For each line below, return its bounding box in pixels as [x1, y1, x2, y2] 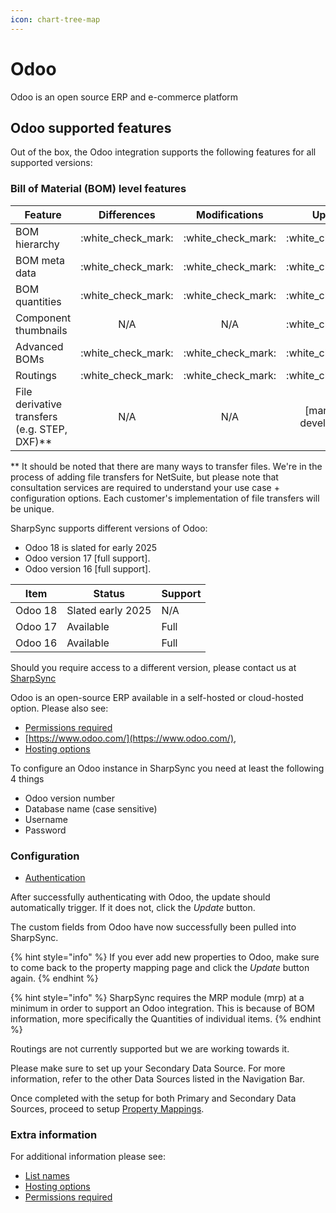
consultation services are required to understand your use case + [10, 481, 280, 493]
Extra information [10, 1127, 98, 1141]
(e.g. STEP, [15, 422, 68, 436]
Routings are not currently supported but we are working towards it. [10, 1042, 290, 1055]
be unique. [10, 502, 55, 515]
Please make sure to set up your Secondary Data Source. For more [10, 1062, 286, 1074]
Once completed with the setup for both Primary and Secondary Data [10, 1092, 297, 1104]
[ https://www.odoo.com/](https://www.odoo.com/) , [24, 732, 237, 744]
